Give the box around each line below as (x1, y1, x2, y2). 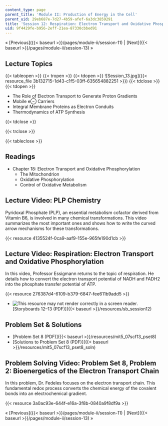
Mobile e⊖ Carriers (12, 98, 55, 104)
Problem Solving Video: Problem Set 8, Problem (5, 358, 156, 367)
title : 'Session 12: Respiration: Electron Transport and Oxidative (5, 21, 151, 26)
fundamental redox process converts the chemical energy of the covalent (5, 385, 156, 391)
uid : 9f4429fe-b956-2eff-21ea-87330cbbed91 (5, 26, 97, 31)
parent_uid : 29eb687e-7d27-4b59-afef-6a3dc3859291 (5, 16, 113, 21)
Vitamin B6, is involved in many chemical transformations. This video (5, 214, 147, 220)
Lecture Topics (5, 59, 53, 68)
